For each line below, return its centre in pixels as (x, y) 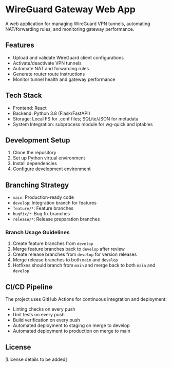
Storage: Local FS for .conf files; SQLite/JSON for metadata (75, 118)
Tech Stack (24, 96)
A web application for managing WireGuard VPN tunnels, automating (78, 24)
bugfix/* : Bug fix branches (41, 214)
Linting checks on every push (44, 309)
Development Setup (38, 140)
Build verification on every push (46, 320)
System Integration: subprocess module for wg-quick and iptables (83, 124)
